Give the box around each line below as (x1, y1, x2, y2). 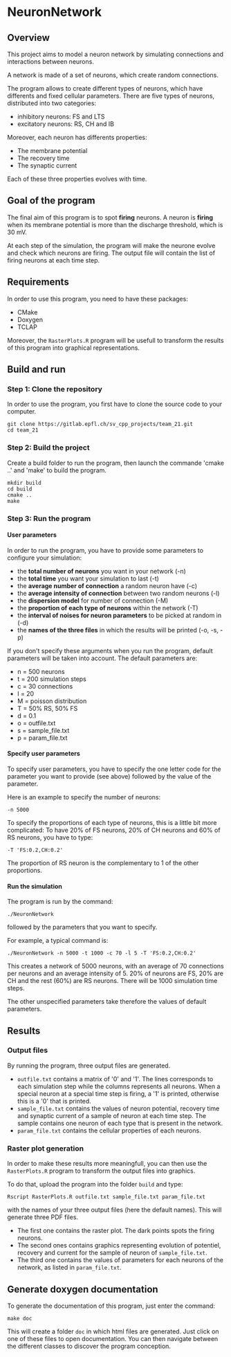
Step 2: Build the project (7, 443, 90, 452)
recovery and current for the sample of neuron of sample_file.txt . (17, 1248, 207, 1257)
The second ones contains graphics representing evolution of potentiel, (17, 1241, 221, 1250)
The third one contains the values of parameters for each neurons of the (17, 1256, 223, 1264)
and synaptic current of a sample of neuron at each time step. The (17, 1111, 206, 1119)
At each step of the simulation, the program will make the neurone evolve (7, 241, 216, 249)
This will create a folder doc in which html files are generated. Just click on (7, 1327, 219, 1336)
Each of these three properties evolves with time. (7, 175, 147, 183)
